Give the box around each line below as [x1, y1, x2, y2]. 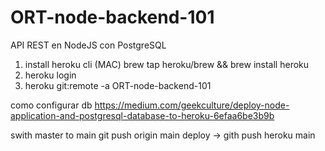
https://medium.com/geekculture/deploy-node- [94, 99, 290, 111]
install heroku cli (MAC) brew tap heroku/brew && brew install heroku [24, 58, 310, 70]
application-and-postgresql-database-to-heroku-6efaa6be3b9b [10, 109, 275, 121]
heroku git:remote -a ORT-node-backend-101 [24, 79, 212, 91]
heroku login [24, 69, 77, 81]
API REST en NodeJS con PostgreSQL [10, 39, 167, 51]
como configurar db [10, 99, 93, 111]
